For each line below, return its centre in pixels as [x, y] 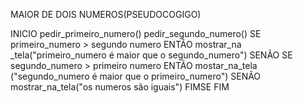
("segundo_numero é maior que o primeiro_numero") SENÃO [136, 76]
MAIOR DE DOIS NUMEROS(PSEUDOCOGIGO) [106, 14]
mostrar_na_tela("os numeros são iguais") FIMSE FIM [120, 87]
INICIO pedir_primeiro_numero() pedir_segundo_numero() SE [136, 33]
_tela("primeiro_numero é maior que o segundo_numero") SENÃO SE [151, 55]
